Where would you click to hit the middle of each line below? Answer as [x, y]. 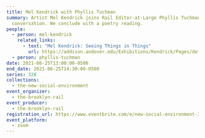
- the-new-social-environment [50, 86]
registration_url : [30, 114]
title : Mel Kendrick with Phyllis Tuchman [61, 12]
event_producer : [27, 103]
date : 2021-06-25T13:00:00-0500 [47, 63]
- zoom [20, 126]
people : [16, 29]
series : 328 [21, 74]
